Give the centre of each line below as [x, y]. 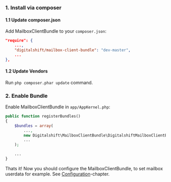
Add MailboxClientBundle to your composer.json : [56, 31]
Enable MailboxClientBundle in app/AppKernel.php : [58, 107]
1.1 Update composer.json [33, 20]
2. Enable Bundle [26, 96]
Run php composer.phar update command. [49, 82]
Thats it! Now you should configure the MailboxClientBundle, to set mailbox [84, 168]
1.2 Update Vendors [27, 71]
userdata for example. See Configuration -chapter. [58, 174]
